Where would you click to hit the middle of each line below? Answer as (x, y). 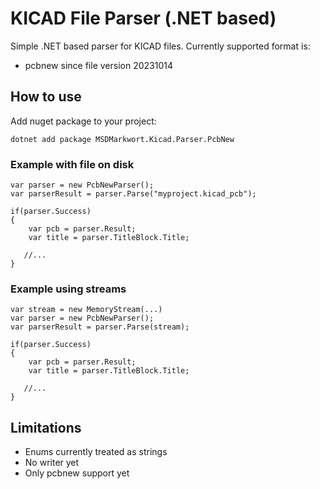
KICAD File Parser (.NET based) (143, 18)
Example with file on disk (72, 164)
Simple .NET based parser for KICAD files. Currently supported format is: (160, 46)
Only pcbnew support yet (77, 473)
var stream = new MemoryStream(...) (86, 310)
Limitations (46, 427)
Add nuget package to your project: (83, 121)
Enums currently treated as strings (96, 452)
